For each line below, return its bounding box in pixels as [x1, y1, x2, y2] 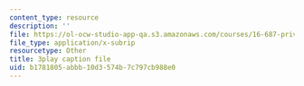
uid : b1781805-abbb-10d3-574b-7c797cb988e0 [9, 64, 176, 73]
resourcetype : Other [9, 47, 88, 56]
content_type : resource [9, 13, 100, 22]
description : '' [9, 21, 71, 30]
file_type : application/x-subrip [9, 38, 136, 47]
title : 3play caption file [9, 55, 111, 64]
